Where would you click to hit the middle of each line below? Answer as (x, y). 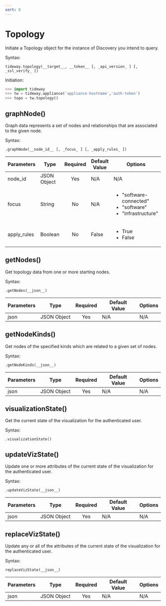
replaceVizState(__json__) (33, 570)
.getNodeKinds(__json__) (31, 365)
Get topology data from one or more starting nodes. (58, 272)
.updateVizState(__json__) (33, 490)
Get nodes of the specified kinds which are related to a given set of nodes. (81, 346)
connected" (136, 201)
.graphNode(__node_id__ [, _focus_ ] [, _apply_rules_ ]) (66, 149)
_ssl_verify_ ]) (22, 71)
